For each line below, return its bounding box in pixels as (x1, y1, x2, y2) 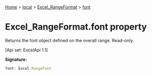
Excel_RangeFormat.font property (5, 22, 147, 32)
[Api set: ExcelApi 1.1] (5, 47, 48, 53)
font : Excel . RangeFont (5, 66, 51, 71)
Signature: (5, 56, 27, 62)
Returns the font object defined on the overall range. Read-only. (5, 37, 134, 43)
